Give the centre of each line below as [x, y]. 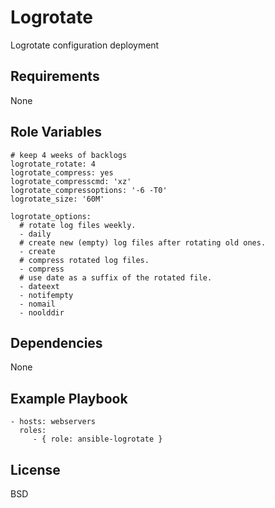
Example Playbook [69, 398]
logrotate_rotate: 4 [53, 164]
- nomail [37, 304]
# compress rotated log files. [84, 260]
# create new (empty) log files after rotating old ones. [143, 242]
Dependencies [56, 342]
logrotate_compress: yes [62, 172]
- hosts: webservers [53, 422]
